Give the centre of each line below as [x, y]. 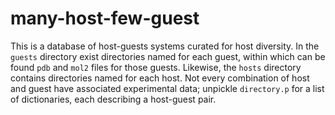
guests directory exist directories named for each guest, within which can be [168, 56]
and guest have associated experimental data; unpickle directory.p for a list [167, 88]
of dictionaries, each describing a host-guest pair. [113, 99]
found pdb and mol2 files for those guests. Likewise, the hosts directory [156, 67]
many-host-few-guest [105, 18]
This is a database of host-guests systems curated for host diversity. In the [165, 46]
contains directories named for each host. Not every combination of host [160, 78]
